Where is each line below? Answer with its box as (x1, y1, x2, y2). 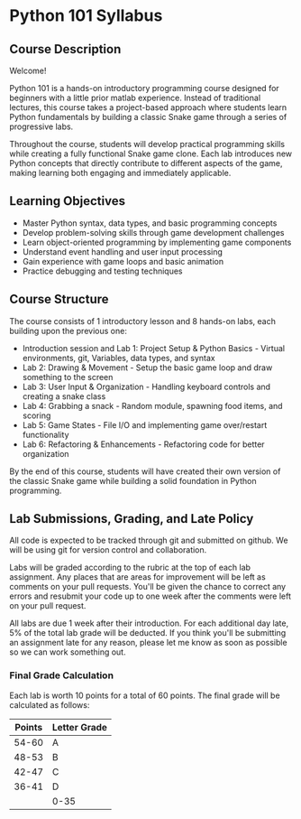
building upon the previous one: (9, 325, 128, 336)
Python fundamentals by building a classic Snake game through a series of (9, 112, 287, 122)
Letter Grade (51, 721, 108, 733)
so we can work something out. (9, 647, 126, 657)
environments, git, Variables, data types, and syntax (22, 352, 215, 363)
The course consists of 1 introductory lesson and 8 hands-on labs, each (9, 315, 277, 326)
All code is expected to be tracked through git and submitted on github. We (9, 535, 288, 546)
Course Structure (9, 292, 110, 307)
